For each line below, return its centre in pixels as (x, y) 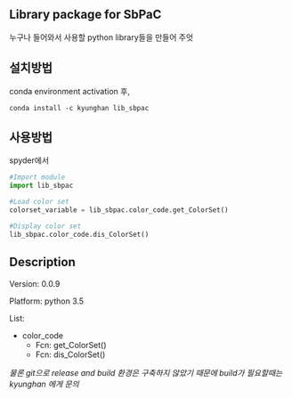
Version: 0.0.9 (35, 283)
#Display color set (45, 226)
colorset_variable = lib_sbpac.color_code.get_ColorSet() (119, 210)
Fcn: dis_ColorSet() (70, 354)
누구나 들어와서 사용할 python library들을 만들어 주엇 (101, 37)
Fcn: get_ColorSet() (71, 345)
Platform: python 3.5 (47, 301)
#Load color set (39, 202)
